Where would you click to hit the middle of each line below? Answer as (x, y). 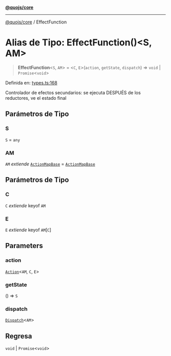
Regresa (19, 336)
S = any (13, 140)
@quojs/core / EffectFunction (36, 22)
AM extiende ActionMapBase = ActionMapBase (50, 164)
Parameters (24, 246)
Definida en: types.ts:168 (31, 83)
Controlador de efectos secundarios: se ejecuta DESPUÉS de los (73, 92)
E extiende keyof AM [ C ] (28, 230)
